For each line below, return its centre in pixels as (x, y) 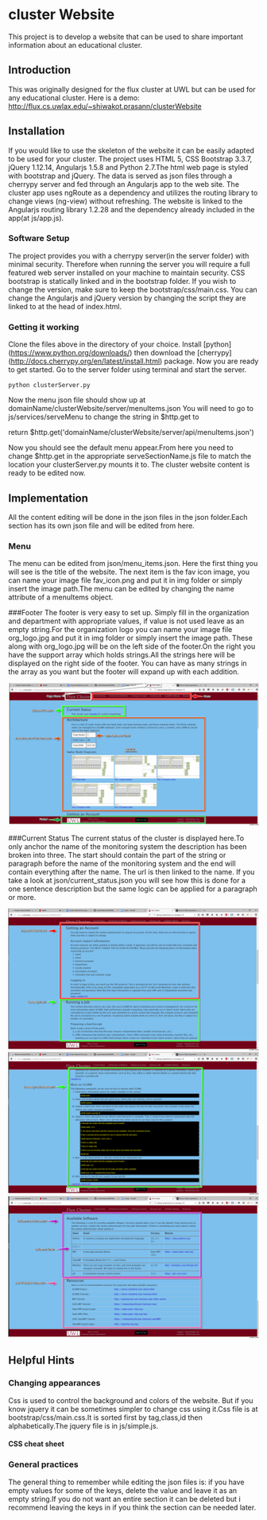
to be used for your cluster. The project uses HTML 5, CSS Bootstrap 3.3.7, (130, 159)
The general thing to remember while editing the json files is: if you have (126, 1482)
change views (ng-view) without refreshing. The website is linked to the (126, 201)
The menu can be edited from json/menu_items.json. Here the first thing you (133, 564)
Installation (37, 132)
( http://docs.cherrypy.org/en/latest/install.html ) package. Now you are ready (133, 361)
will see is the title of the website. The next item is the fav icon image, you (129, 572)
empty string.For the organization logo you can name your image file (120, 630)
